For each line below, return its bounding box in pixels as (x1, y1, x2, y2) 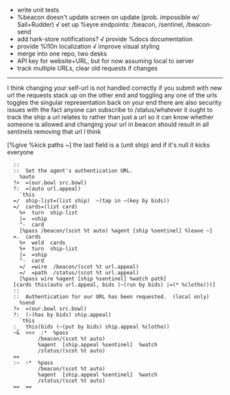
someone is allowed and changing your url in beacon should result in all (7, 120, 209, 128)
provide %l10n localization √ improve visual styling (16, 43, 159, 50)
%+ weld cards (19, 239, 66, 246)
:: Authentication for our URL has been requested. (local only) (13, 294, 210, 300)
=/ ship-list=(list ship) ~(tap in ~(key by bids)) (13, 197, 170, 204)
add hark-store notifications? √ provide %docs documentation (16, 35, 193, 43)
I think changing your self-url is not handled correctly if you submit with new (7, 84, 222, 92)
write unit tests (16, 6, 60, 14)
